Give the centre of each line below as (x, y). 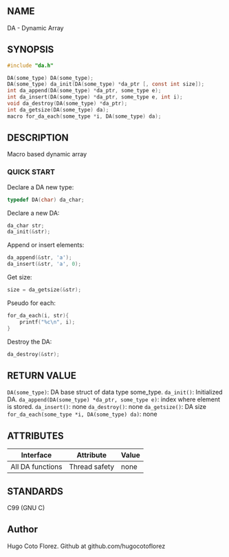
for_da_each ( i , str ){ (38, 315)
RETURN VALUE (42, 376)
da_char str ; (26, 225)
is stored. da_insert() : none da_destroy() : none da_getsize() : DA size (107, 407)
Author (22, 529)
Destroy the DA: (30, 341)
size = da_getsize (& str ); (44, 290)
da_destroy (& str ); (33, 354)
